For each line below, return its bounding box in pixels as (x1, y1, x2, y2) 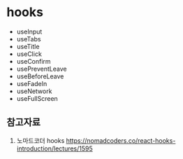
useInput (16, 27, 43, 36)
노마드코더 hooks (16, 136, 65, 144)
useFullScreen (16, 94, 59, 102)
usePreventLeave (16, 64, 67, 73)
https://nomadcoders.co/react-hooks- (66, 136, 176, 144)
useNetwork (16, 87, 52, 95)
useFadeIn (16, 79, 47, 88)
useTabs (16, 34, 41, 43)
